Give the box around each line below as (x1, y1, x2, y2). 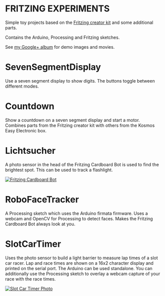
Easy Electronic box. (5, 127, 47, 133)
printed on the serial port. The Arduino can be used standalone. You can (5, 265, 153, 271)
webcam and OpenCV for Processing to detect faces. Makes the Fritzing (5, 215, 153, 221)
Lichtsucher (5, 145, 56, 156)
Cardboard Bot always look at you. (5, 221, 76, 227)
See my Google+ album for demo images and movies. (5, 44, 115, 50)
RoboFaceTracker (5, 194, 79, 205)
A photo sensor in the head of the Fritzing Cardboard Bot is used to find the (5, 161, 160, 167)
